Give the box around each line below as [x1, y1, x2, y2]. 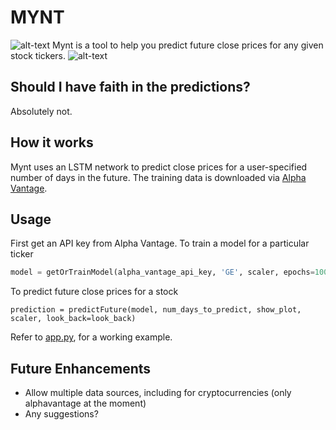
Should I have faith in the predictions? [10, 79, 251, 96]
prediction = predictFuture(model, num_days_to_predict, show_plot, [10, 305, 302, 315]
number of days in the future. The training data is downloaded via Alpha [10, 171, 307, 183]
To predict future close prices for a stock [10, 286, 179, 298]
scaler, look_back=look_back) [10, 314, 137, 324]
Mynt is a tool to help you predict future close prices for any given [51, 39, 324, 51]
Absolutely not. [10, 105, 73, 117]
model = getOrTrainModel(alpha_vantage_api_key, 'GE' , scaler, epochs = [10, 267, 315, 278]
